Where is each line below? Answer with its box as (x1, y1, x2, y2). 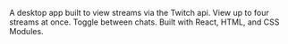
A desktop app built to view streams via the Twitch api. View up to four (9, 8, 270, 18)
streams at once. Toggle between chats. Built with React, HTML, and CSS (9, 17, 280, 27)
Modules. (9, 26, 44, 36)
